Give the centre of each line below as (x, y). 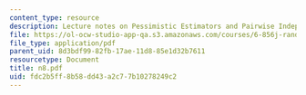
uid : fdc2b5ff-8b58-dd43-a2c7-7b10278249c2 (93, 77)
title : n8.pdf (36, 69)
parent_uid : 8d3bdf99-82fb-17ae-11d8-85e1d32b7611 (107, 52)
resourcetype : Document (55, 60)
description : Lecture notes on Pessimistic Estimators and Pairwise (142, 26)
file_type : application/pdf (63, 43)
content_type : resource (55, 18)
